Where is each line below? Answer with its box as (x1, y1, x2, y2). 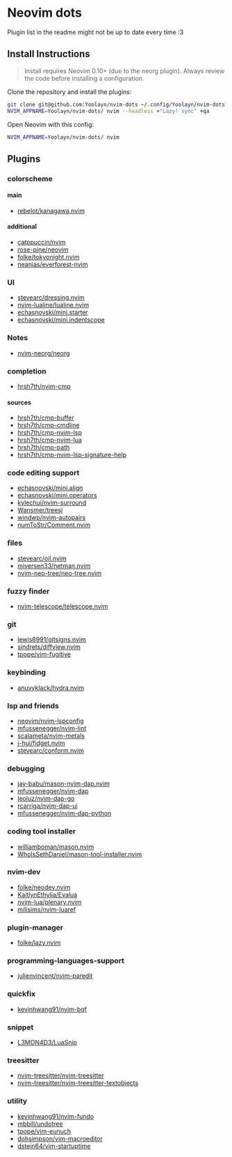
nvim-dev (7, 867, 41, 877)
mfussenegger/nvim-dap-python (17, 809, 112, 818)
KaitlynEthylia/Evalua (17, 890, 78, 898)
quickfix (7, 989, 36, 999)
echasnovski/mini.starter (17, 308, 88, 316)
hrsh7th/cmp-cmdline (17, 421, 80, 429)
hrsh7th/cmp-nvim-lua (17, 436, 82, 444)
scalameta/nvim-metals (17, 731, 85, 740)
